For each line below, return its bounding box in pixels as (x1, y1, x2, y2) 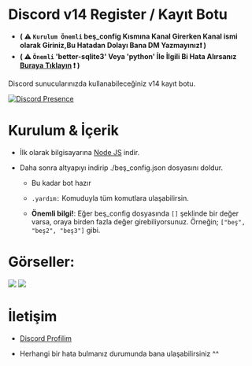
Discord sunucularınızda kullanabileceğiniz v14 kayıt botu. (8, 79, 196, 88)
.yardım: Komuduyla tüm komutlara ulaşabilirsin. (31, 193, 189, 202)
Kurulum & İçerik (8, 122, 120, 139)
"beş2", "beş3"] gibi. (31, 225, 101, 235)
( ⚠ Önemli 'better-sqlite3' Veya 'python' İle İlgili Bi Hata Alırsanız (19, 51, 237, 61)
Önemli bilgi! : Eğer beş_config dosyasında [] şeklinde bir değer (31, 209, 239, 218)
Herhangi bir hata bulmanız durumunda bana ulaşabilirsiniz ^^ (19, 349, 219, 358)
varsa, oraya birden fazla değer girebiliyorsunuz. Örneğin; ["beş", (31, 216, 246, 226)
